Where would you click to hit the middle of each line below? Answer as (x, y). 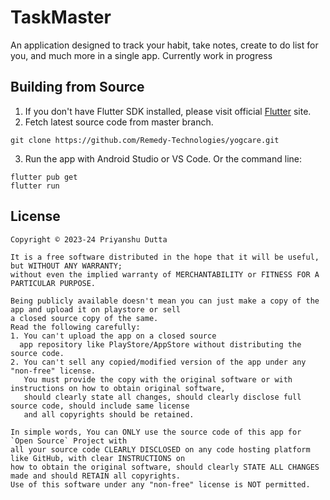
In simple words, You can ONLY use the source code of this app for (156, 432)
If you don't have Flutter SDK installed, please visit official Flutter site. (168, 111)
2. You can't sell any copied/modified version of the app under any (158, 362)
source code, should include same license (100, 406)
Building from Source (77, 87)
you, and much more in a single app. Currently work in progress (141, 55)
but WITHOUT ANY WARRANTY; (66, 266)
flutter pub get (44, 177)
